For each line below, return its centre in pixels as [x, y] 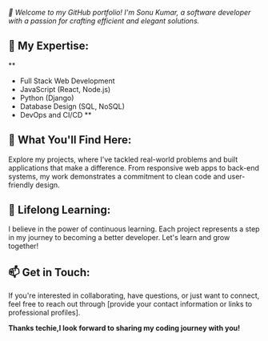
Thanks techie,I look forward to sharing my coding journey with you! [124, 328]
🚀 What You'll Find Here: [70, 140]
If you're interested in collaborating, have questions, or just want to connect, [134, 295]
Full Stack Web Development [67, 81]
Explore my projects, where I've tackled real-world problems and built [123, 159]
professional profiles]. [44, 313]
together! [23, 246]
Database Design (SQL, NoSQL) [72, 106]
